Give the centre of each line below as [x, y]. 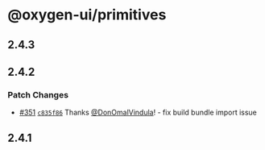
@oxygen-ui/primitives [87, 15]
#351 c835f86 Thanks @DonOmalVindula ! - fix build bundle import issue [138, 112]
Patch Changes [38, 94]
